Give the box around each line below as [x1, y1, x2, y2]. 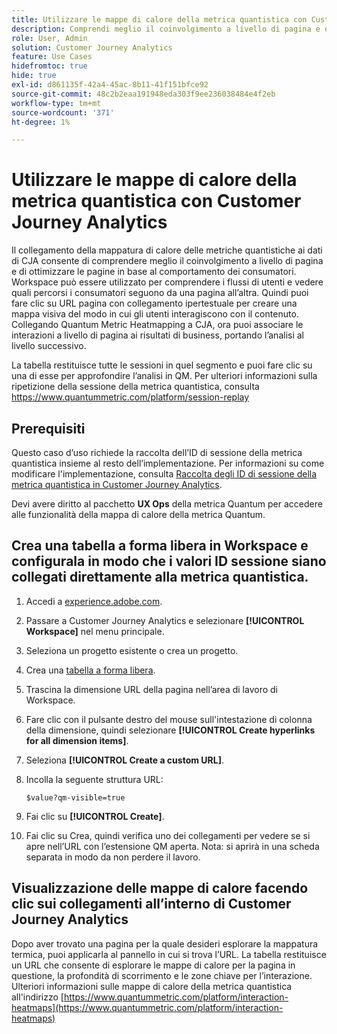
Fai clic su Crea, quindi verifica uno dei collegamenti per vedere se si [25, 829, 311, 841]
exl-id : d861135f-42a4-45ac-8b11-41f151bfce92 [11, 80, 209, 90]
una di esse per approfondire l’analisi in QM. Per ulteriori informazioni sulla [11, 370, 318, 382]
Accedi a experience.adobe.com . [25, 595, 163, 607]
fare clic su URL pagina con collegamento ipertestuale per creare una [11, 297, 298, 310]
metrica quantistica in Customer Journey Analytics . [11, 479, 223, 490]
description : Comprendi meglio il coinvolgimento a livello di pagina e [11, 24, 321, 34]
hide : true [11, 71, 57, 81]
